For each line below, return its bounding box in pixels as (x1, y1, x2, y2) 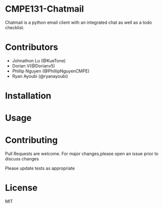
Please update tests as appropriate (5, 165, 75, 171)
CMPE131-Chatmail (5, 3, 84, 15)
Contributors (5, 42, 58, 53)
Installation (5, 90, 52, 102)
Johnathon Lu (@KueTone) (12, 57, 66, 64)
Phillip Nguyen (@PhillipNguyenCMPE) (12, 68, 90, 74)
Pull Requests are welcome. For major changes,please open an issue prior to (5, 151, 159, 156)
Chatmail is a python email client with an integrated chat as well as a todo (5, 19, 152, 25)
